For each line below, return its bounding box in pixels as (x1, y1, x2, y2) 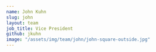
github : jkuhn (6, 31, 42, 37)
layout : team (6, 20, 39, 26)
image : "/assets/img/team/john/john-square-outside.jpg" (6, 36, 151, 42)
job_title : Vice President (6, 25, 73, 32)
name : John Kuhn (6, 8, 46, 15)
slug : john (6, 14, 33, 20)
